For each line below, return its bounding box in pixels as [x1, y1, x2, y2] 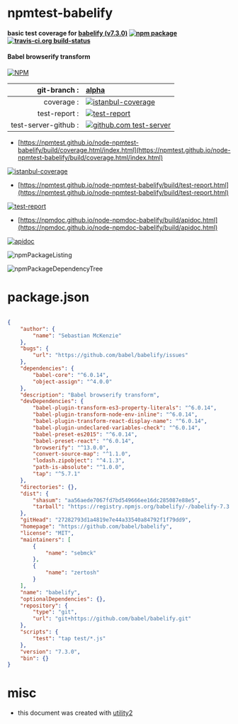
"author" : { [20, 325, 55, 332]
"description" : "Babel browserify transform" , [20, 391, 160, 398]
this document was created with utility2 [17, 708, 133, 717]
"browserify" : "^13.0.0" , [33, 444, 110, 451]
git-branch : [36, 85, 79, 95]
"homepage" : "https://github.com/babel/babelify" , [20, 523, 173, 531]
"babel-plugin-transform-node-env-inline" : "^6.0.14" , [33, 411, 198, 419]
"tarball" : [33, 503, 65, 511]
